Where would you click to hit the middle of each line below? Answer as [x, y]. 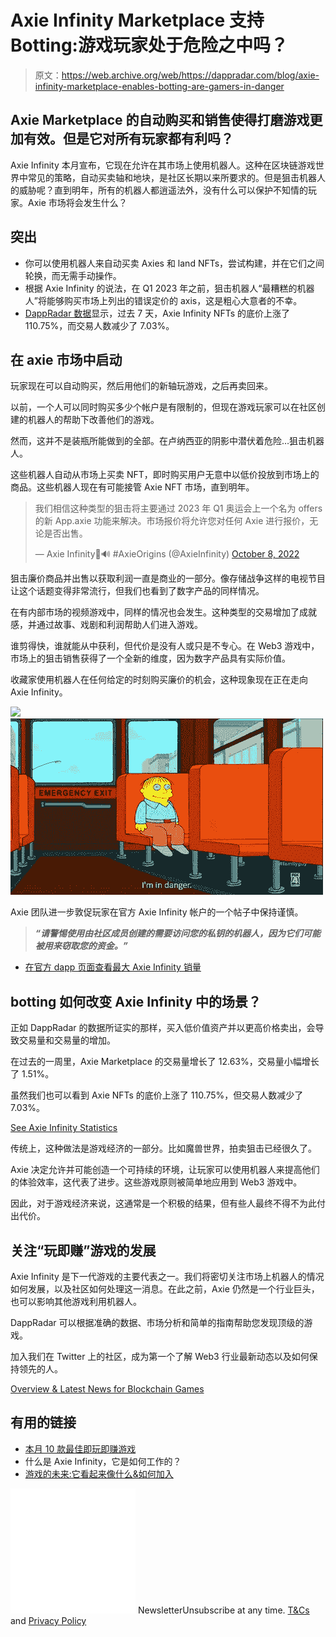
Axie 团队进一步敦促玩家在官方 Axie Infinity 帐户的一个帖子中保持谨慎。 [157, 912]
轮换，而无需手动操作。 [73, 275]
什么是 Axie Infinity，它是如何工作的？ [103, 1461]
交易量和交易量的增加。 [67, 1040]
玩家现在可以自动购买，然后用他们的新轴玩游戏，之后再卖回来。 [141, 386]
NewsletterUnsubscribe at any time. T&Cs [223, 1610]
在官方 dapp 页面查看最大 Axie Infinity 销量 [113, 967]
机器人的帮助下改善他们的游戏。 [93, 420]
